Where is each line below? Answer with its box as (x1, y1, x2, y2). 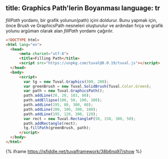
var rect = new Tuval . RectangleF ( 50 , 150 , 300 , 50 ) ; (23, 116, 136, 121)
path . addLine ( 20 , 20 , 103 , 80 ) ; (23, 93, 91, 98)
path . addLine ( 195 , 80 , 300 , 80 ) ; (23, 102, 93, 108)
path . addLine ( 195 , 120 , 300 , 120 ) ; (23, 112, 98, 117)
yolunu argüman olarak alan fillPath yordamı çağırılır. (5, 27, 114, 34)
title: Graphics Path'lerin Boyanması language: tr (5, 4, 160, 12)
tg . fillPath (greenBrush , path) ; (23, 126, 91, 131)
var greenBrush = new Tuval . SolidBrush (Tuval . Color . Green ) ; (23, 84, 151, 89)
